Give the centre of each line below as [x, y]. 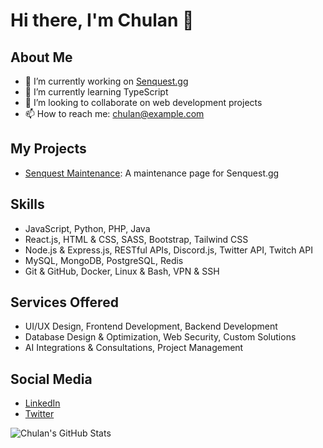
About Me [41, 57]
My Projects [48, 149]
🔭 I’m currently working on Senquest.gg [106, 81]
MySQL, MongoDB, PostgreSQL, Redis [104, 260]
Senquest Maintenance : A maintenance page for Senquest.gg [152, 173]
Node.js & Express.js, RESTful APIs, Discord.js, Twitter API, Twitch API [168, 250]
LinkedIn [42, 403]
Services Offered [64, 302]
